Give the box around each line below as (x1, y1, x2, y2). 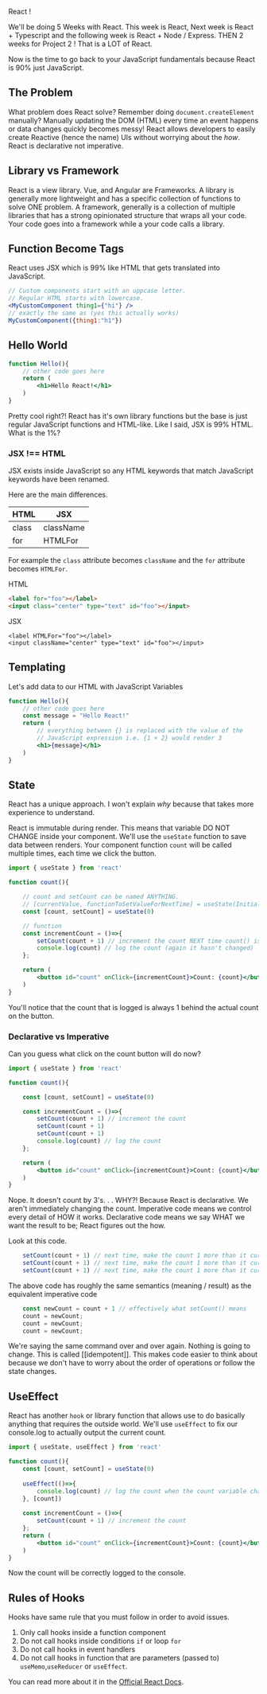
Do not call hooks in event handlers (19, 1645, 136, 1654)
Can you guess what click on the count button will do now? (8, 1048, 201, 1058)
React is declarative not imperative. (8, 141, 124, 150)
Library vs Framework (8, 164, 119, 178)
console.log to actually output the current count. (8, 1428, 167, 1438)
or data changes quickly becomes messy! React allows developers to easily (8, 123, 256, 134)
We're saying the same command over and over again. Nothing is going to (8, 1341, 251, 1351)
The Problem (8, 86, 73, 100)
